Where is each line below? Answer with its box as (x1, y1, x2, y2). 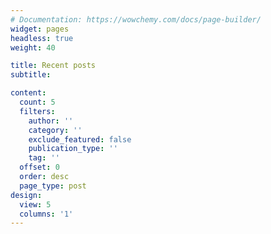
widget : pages (10, 24, 70, 34)
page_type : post (19, 181, 87, 191)
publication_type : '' (28, 144, 118, 154)
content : (10, 88, 47, 98)
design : (10, 190, 43, 200)
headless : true (10, 33, 74, 43)
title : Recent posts (10, 61, 97, 71)
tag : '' (28, 153, 60, 163)
